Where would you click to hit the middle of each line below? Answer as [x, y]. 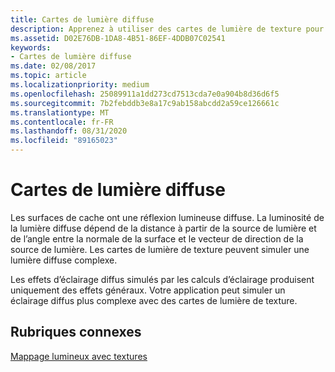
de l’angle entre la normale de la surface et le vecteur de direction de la [157, 238]
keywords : [31, 47]
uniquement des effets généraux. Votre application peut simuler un [148, 290]
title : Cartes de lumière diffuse [82, 19]
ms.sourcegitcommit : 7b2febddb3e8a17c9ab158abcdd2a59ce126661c [145, 103]
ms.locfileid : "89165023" [64, 141]
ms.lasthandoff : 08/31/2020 [69, 131]
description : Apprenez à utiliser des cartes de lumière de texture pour [167, 29]
